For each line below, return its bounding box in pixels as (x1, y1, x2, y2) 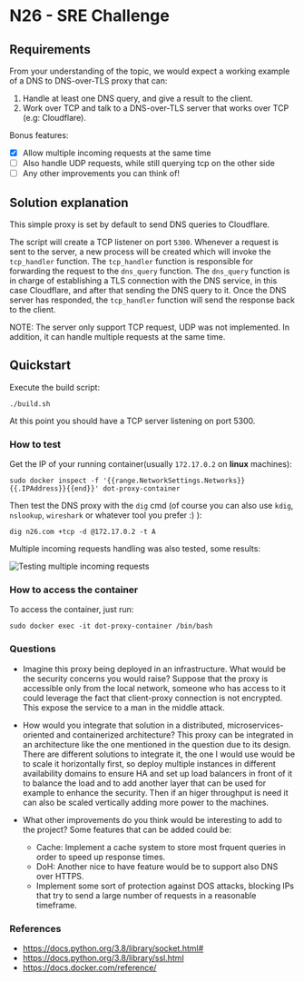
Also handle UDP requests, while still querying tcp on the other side (22, 158, 275, 169)
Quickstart (9, 358, 72, 373)
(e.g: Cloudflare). (22, 113, 86, 123)
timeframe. (35, 899, 77, 910)
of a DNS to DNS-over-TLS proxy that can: (9, 75, 168, 86)
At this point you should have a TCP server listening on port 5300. (9, 415, 256, 426)
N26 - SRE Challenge (9, 5, 170, 26)
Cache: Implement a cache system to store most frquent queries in (35, 841, 286, 852)
